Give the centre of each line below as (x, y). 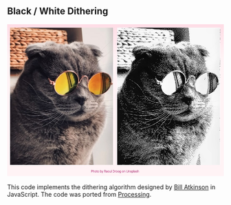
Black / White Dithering (58, 11)
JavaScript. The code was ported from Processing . (79, 194)
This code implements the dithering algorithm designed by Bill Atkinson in (111, 187)
